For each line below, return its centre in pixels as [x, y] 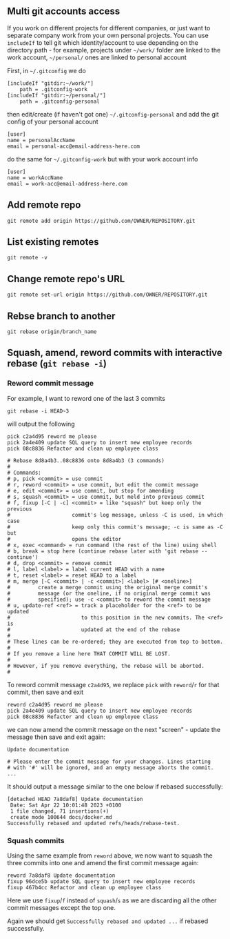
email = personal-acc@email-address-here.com [73, 146]
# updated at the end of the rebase [94, 630]
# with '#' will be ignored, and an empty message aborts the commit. [111, 768]
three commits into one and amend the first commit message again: [103, 863]
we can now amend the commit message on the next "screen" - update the [114, 729]
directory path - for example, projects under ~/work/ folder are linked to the [114, 50]
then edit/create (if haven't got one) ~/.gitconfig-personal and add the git [113, 114]
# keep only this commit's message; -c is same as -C [115, 527]
